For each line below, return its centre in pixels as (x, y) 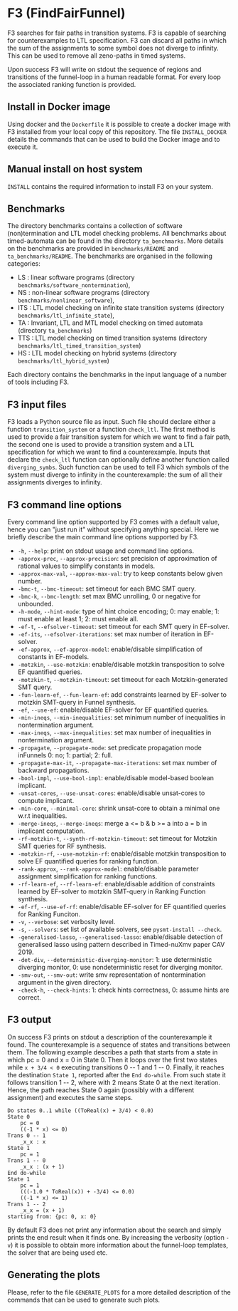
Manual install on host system (75, 169)
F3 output (29, 1020)
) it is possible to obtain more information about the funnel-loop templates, (119, 1245)
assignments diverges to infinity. (55, 482)
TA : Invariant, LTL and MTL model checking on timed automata (110, 323)
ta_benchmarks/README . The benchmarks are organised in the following (110, 256)
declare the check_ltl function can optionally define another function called (118, 460)
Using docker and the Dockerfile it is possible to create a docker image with (119, 124)
